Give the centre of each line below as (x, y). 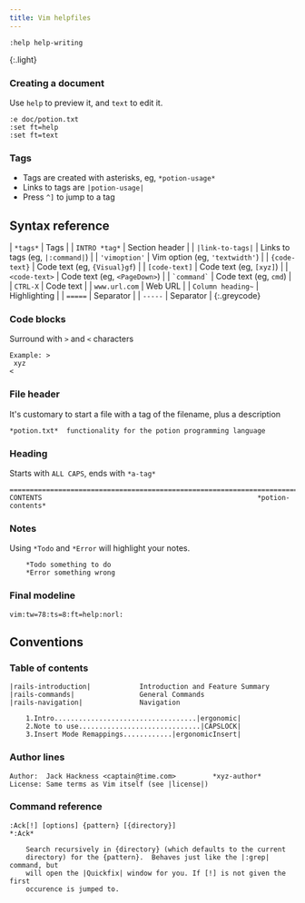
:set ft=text (34, 135)
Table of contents (49, 668)
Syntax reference (60, 226)
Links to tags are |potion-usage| (83, 188)
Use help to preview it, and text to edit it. (86, 103)
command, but (34, 865)
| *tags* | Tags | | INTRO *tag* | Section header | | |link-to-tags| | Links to (150, 248)
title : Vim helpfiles (50, 18)
